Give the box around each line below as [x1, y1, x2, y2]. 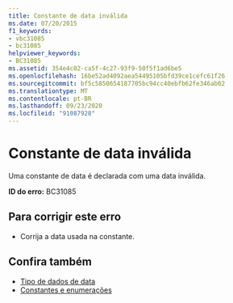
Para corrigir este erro [8, 210, 122, 224]
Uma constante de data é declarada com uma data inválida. [8, 170, 206, 180]
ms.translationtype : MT [8, 86, 89, 95]
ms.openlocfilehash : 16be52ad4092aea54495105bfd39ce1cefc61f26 [8, 72, 226, 80]
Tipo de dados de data [19, 276, 96, 286]
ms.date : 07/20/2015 [8, 19, 78, 27]
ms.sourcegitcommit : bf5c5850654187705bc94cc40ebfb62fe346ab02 [8, 79, 226, 87]
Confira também [8, 255, 93, 269]
